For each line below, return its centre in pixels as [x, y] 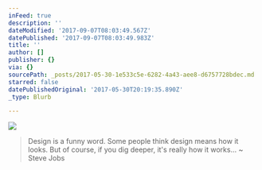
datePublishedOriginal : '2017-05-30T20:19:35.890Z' [96, 89]
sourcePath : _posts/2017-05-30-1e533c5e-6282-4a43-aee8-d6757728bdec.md [131, 75]
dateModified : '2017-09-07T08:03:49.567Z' [80, 30]
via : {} [21, 68]
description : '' [35, 23]
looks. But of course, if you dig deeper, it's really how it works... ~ [135, 150]
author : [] [26, 52]
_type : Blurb [30, 97]
